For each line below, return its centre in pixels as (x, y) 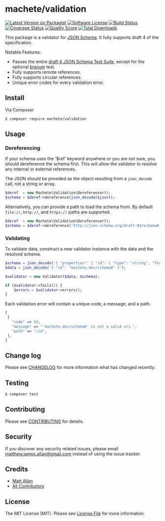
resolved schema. (23, 254)
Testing (17, 383)
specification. (19, 42)
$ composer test (22, 394)
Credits (17, 469)
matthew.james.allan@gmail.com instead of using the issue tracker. (73, 454)
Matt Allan (22, 481)
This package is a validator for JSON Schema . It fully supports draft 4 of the (82, 37)
